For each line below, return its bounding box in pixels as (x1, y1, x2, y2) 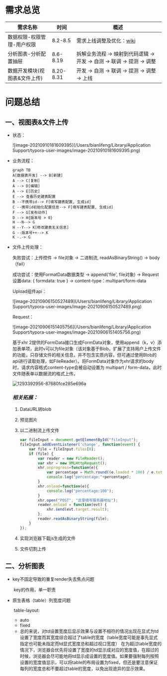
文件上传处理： (12, 244, 43, 250)
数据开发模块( (7, 67, 40, 74)
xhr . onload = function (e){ (37, 483, 89, 489)
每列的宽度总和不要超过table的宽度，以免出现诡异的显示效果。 (19, 666, 148, 672)
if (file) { (29, 451, 54, 456)
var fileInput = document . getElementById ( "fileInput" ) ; (19, 438, 138, 443)
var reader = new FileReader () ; (37, 456, 105, 461)
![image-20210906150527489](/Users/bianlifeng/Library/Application (12, 298, 153, 304)
